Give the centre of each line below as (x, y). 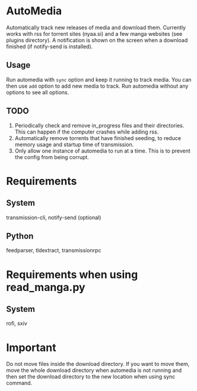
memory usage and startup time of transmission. (74, 144)
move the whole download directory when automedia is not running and (94, 370)
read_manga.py (46, 287)
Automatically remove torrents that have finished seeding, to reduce (98, 138)
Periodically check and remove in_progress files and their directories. (99, 125)
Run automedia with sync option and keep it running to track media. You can (99, 79)
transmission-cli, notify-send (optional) (54, 217)
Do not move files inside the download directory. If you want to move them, (98, 364)
